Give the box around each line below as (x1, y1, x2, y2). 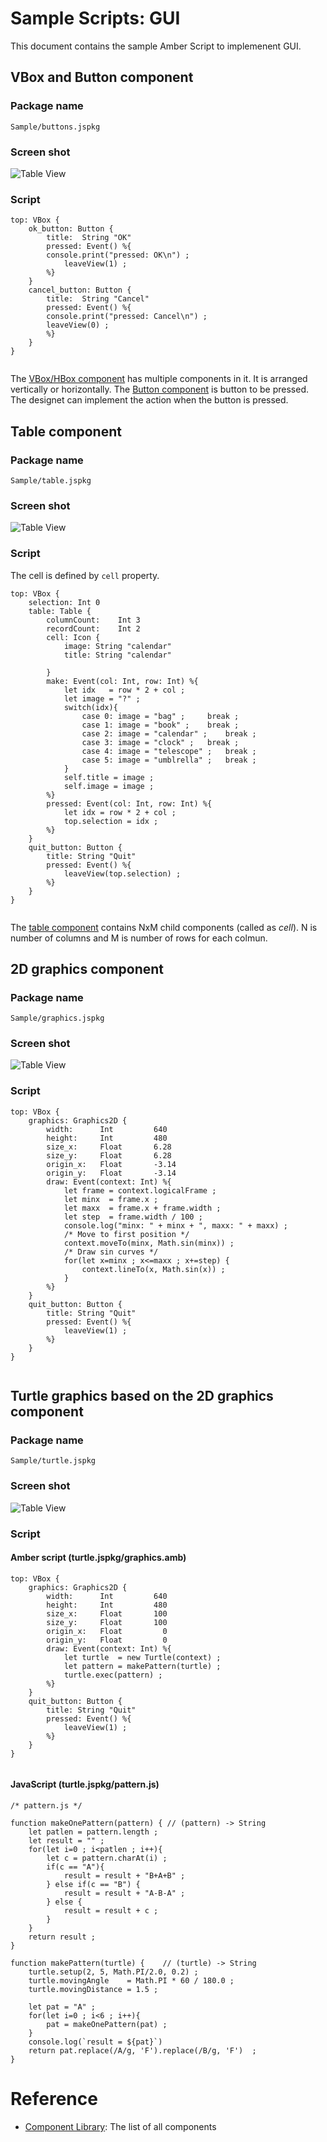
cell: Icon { (46, 632, 101, 642)
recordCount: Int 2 (46, 623, 141, 634)
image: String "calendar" (63, 641, 172, 651)
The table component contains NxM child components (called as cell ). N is (10, 921, 318, 933)
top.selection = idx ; (63, 816, 159, 826)
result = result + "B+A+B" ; (63, 1871, 186, 1881)
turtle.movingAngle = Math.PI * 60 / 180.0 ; (28, 1976, 235, 1986)
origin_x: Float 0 (46, 1626, 168, 1636)
